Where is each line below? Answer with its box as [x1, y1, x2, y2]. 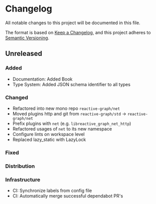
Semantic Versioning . [5, 35, 49, 41]
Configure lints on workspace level [12, 131, 85, 137]
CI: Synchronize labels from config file [12, 187, 92, 194]
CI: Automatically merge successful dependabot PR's [12, 193, 123, 199]
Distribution [5, 162, 35, 169]
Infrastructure [5, 176, 41, 183]
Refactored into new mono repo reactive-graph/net [12, 105, 120, 111]
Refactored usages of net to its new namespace [12, 125, 112, 131]
